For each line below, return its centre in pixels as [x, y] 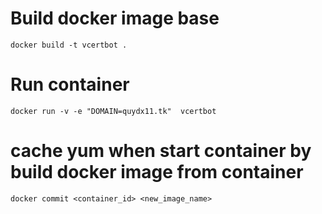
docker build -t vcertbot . [69, 45]
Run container [70, 84]
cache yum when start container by [161, 151]
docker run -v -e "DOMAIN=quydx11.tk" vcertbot [113, 111]
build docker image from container [157, 172]
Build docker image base [115, 18]
